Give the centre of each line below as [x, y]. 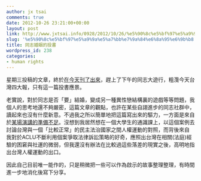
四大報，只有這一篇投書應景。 [48, 87]
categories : [21, 56]
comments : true [25, 17]
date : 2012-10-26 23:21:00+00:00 [48, 23]
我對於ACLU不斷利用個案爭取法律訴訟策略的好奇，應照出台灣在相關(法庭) [96, 137]
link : [13, 34]
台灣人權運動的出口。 [37, 152]
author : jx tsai [26, 12]
